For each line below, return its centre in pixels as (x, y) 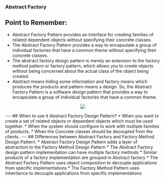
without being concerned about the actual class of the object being (80, 71)
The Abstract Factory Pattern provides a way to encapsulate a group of (84, 45)
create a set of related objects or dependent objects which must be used (79, 121)
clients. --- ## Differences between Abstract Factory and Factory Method (80, 136)
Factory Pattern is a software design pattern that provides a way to (80, 92)
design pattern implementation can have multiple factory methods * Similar (81, 152)
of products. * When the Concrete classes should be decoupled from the (79, 131)
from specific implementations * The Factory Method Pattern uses (72, 168)
